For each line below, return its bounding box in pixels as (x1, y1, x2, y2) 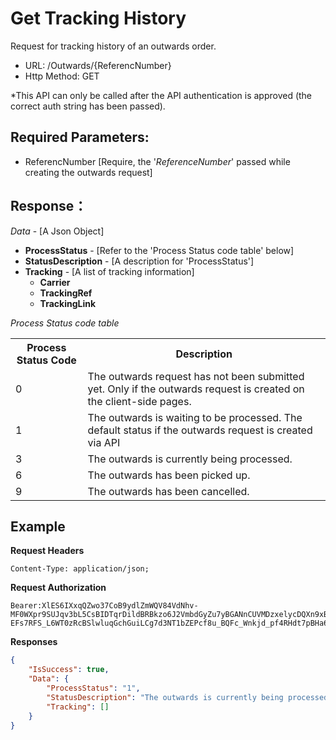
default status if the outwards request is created (87, 423, 313, 437)
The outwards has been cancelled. (87, 484, 250, 498)
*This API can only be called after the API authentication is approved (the (10, 89, 313, 101)
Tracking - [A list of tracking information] (24, 265, 195, 277)
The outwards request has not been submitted (87, 369, 305, 383)
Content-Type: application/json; (10, 564, 150, 574)
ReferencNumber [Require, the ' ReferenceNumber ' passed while (24, 155, 291, 167)
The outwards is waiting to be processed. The (87, 410, 303, 424)
